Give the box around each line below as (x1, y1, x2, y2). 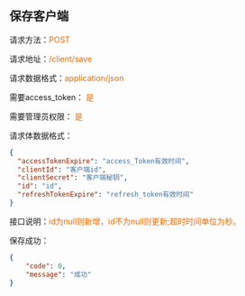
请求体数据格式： (9, 130, 73, 141)
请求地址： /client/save (9, 53, 93, 64)
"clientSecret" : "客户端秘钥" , (17, 173, 128, 182)
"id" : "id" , (17, 181, 63, 191)
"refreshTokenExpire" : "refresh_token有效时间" (17, 190, 194, 199)
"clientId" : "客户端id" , (17, 165, 106, 174)
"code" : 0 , (25, 261, 67, 271)
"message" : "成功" (25, 270, 92, 279)
